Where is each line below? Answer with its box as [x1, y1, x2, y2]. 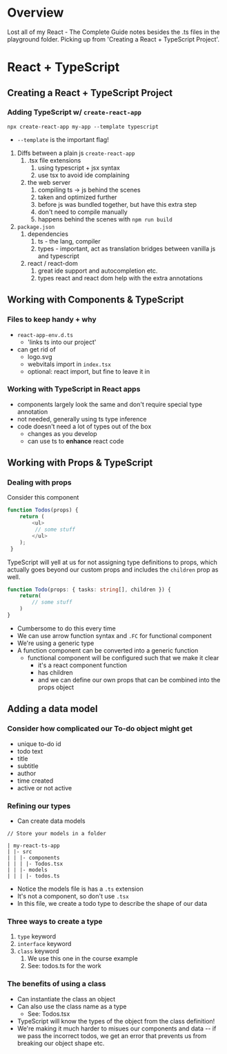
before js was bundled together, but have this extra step [37, 200, 197, 208]
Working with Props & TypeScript [7, 457, 153, 469]
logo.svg [27, 352, 52, 361]
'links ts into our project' [27, 338, 97, 346]
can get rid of [17, 345, 57, 354]
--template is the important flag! [17, 135, 109, 143]
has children [37, 668, 73, 676]
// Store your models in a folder [7, 830, 107, 837]
